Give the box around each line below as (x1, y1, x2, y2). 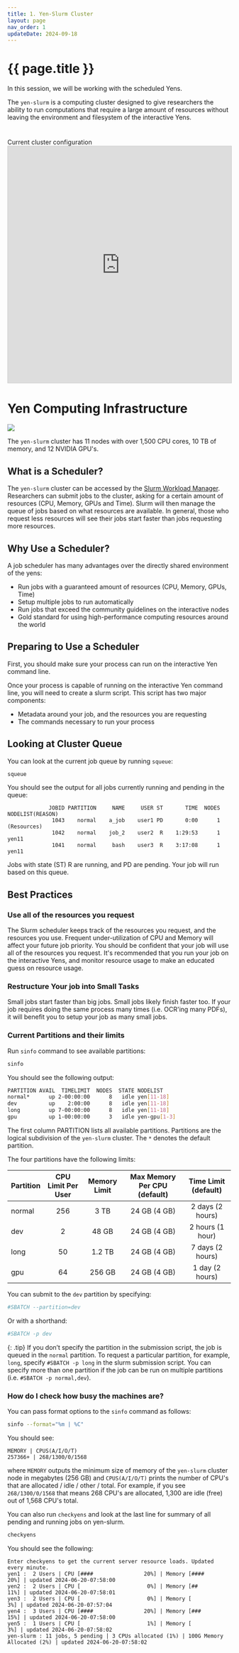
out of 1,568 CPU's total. (7, 1496, 79, 1505)
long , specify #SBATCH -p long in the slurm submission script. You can (7, 1358, 211, 1367)
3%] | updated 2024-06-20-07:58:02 (7, 1626, 113, 1633)
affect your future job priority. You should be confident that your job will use (7, 942, 229, 950)
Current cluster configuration (7, 138, 92, 146)
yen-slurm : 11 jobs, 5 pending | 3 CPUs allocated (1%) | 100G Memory (7, 1632, 223, 1640)
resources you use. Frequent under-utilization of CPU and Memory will (7, 934, 214, 942)
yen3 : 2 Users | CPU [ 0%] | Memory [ (7, 1595, 192, 1602)
